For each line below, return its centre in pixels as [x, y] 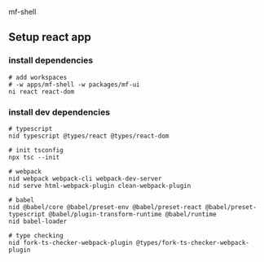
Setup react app [50, 37]
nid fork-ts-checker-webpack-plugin [70, 242]
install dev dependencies [59, 111]
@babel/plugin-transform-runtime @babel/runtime [133, 214]
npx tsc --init [34, 157]
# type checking [36, 235]
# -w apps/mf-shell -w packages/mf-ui [74, 85]
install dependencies [51, 60]
